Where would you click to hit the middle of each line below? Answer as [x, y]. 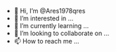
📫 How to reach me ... [46, 41]
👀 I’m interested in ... [44, 18]
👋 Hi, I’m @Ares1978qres [50, 11]
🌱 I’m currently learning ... [51, 26]
